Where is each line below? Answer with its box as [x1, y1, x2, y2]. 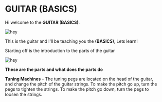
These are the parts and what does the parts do [5, 67, 103, 72]
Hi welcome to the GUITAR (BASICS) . [5, 19, 80, 25]
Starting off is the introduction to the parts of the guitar [5, 48, 115, 53]
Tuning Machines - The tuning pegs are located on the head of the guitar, [5, 76, 153, 82]
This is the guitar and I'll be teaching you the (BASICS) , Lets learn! [5, 38, 138, 44]
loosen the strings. [5, 91, 42, 97]
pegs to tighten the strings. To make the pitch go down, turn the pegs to [5, 86, 149, 92]
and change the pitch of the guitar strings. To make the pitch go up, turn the [5, 81, 157, 87]
